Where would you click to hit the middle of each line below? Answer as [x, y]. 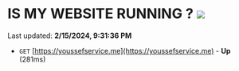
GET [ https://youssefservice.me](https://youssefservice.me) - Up [125, 50]
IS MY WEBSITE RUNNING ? [101, 14]
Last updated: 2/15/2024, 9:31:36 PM [70, 35]
